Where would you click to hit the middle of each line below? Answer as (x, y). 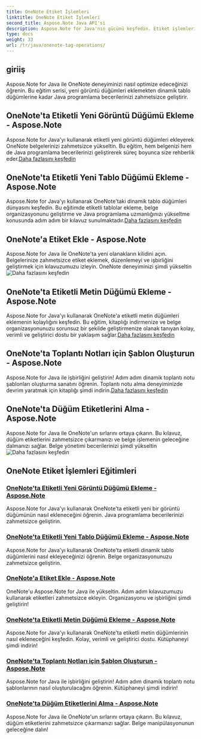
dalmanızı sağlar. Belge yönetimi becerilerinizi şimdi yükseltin (82, 445)
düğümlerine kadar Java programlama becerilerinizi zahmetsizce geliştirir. (97, 97)
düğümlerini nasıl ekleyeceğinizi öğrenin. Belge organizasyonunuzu (89, 557)
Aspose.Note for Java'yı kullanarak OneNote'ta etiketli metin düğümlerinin (97, 633)
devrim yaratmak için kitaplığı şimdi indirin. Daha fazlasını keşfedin (87, 390)
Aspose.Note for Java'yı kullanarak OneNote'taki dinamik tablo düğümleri (97, 201)
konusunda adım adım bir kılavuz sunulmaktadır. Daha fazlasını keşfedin (94, 220)
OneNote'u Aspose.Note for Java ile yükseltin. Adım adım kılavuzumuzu (95, 591)
